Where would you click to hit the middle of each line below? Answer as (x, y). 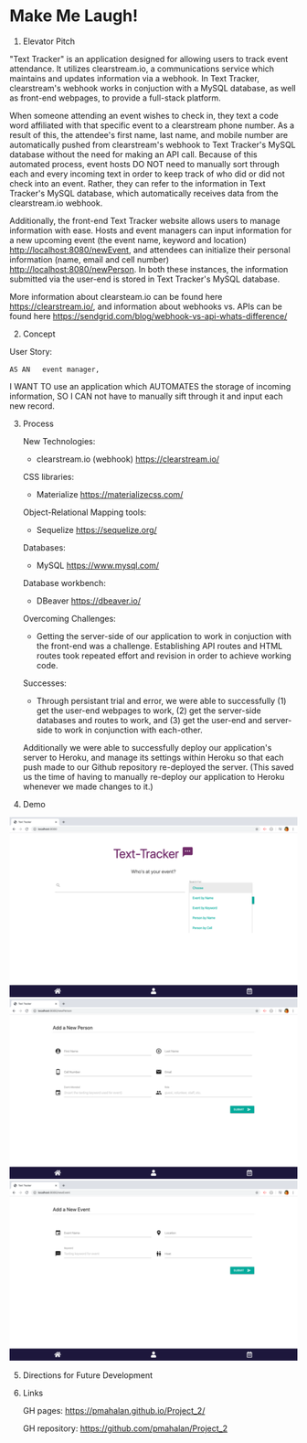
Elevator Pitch (49, 41)
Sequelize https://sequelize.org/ (96, 529)
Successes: (44, 683)
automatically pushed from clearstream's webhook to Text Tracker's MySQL (153, 144)
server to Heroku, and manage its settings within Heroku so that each (153, 757)
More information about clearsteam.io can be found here (116, 296)
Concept (39, 334)
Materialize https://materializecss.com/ (110, 494)
